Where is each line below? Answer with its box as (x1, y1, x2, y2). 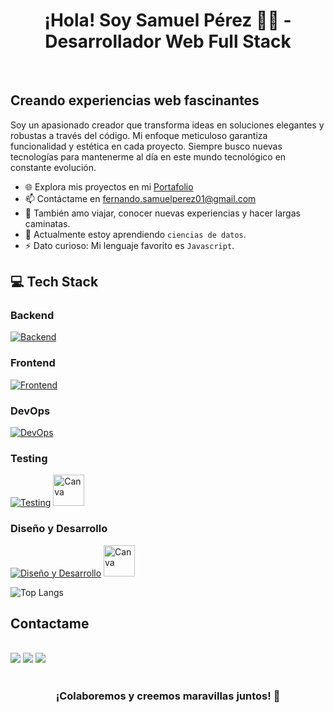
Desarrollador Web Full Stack (44, 30, 292, 53)
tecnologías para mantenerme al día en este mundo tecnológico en (10, 150, 287, 163)
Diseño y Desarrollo (10, 522, 108, 536)
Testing (10, 451, 48, 465)
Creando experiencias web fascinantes (10, 92, 260, 109)
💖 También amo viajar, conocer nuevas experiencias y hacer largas (24, 207, 301, 219)
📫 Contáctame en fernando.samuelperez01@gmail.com (24, 192, 257, 204)
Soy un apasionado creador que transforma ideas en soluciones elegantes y (10, 119, 325, 131)
